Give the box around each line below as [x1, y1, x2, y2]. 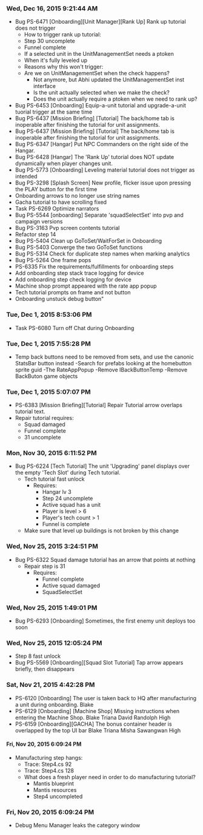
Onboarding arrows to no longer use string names [15, 192, 140, 200]
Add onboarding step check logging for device [15, 276, 131, 283]
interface [33, 83, 56, 90]
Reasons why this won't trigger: [24, 63, 104, 70]
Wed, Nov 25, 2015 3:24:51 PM [6, 542, 98, 550]
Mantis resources [33, 786, 77, 793]
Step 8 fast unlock [15, 652, 61, 660]
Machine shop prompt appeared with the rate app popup [15, 282, 157, 289]
